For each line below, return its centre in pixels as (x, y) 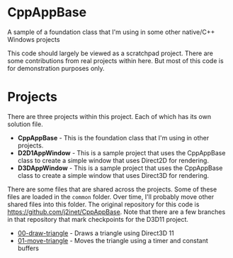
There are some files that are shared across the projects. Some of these (112, 189)
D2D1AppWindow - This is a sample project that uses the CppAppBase (121, 152)
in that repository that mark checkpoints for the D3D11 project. (98, 219)
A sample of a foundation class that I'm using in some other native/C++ (111, 32)
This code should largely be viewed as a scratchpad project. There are (110, 53)
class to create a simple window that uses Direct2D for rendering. (113, 160)
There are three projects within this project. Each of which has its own (109, 116)
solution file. (25, 124)
